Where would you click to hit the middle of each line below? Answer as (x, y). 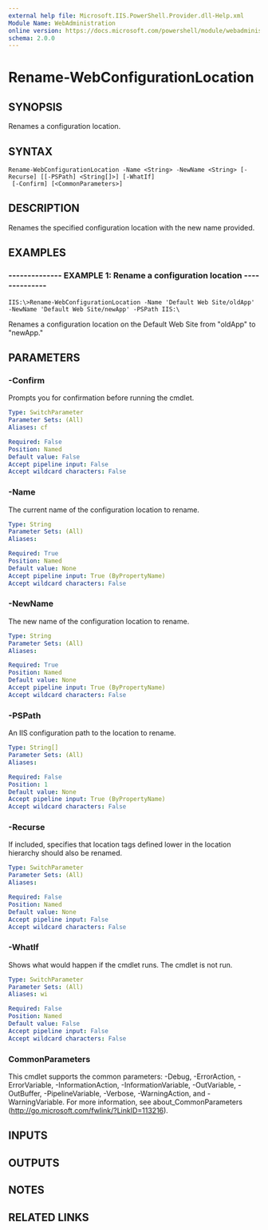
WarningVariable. (37, 1102)
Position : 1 (28, 784)
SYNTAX (31, 152)
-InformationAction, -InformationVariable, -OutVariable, (146, 1085)
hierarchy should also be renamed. (65, 853)
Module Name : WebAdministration (62, 23)
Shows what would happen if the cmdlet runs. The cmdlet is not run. (120, 964)
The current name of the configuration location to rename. (104, 510)
